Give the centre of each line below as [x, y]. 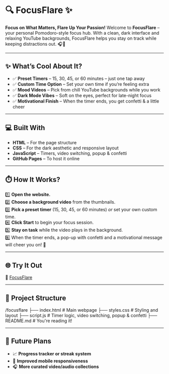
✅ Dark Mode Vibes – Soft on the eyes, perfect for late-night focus [82, 95]
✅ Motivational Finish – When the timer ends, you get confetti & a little [86, 101]
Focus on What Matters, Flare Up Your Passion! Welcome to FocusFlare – [82, 27]
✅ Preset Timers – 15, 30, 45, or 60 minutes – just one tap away [78, 78]
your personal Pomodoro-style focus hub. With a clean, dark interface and [82, 33]
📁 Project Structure [36, 298]
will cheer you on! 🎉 [26, 245]
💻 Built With [25, 128]
